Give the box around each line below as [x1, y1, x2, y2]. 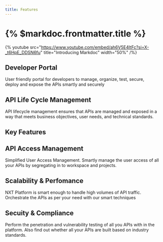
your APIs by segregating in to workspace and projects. [5, 163, 117, 168]
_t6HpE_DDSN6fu [5, 49, 41, 55]
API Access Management [5, 144, 84, 152]
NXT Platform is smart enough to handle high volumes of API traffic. [5, 189, 142, 195]
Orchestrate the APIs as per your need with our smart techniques [5, 195, 136, 201]
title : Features [5, 7, 38, 12]
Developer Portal [5, 63, 58, 72]
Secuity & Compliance [5, 209, 74, 217]
